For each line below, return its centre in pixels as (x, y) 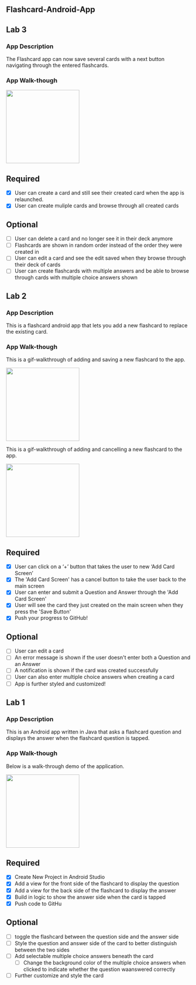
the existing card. (27, 332)
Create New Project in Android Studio (60, 877)
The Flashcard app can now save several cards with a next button (85, 59)
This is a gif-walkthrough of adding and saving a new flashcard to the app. (96, 359)
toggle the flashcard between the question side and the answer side (97, 936)
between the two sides (42, 950)
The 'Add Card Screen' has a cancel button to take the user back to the (100, 579)
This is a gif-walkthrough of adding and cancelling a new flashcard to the (94, 449)
